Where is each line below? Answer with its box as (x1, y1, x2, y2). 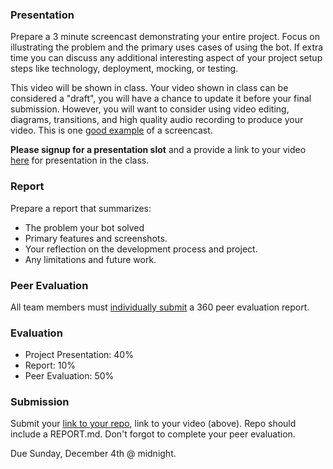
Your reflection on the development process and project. (24, 243, 258, 255)
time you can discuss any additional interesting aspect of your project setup (10, 52, 323, 64)
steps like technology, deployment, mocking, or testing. (10, 63, 239, 75)
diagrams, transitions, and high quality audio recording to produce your (10, 114, 304, 126)
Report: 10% (24, 359, 77, 372)
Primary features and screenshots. (24, 232, 168, 244)
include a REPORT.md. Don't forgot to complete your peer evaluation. (10, 428, 296, 440)
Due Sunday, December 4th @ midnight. (10, 448, 177, 460)
